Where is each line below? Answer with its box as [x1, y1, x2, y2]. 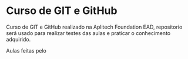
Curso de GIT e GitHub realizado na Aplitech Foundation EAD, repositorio [6, 23, 183, 30]
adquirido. [6, 36, 31, 43]
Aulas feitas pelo [6, 47, 47, 54]
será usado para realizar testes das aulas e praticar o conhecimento [6, 29, 171, 36]
